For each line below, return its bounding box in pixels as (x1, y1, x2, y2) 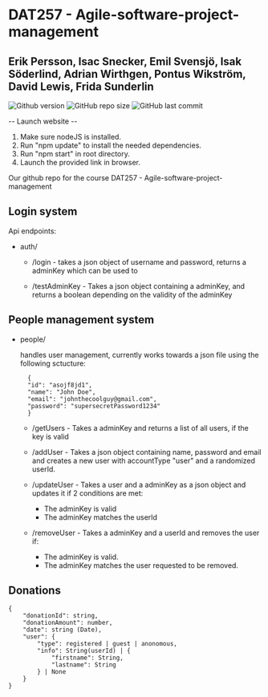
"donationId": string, (22, 612, 99, 620)
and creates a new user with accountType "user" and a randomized (31, 456, 255, 465)
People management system (8, 313, 155, 326)
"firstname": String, (51, 654, 124, 663)
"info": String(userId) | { (37, 647, 131, 655)
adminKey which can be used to (31, 265, 138, 275)
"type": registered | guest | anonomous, (37, 640, 178, 648)
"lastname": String (51, 661, 116, 669)
